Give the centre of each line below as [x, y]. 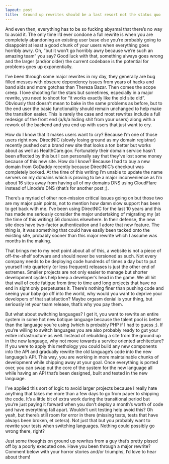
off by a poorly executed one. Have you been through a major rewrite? [78, 446]
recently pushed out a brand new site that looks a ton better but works [78, 145]
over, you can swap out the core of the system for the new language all [79, 368]
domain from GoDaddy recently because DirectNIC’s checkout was [75, 167]
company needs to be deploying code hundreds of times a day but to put [81, 261]
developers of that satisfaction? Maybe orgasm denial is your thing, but [79, 299]
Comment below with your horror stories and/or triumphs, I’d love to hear [81, 451]
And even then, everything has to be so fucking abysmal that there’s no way [84, 29]
